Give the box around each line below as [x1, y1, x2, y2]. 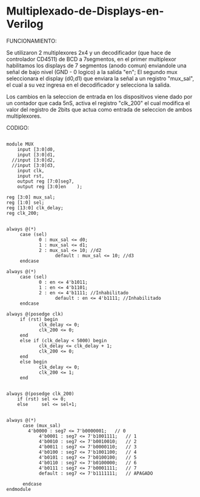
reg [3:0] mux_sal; [6, 194, 56, 200]
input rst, [17, 173, 45, 179]
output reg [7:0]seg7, [17, 178, 75, 184]
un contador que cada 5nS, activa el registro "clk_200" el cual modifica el [6, 99, 190, 107]
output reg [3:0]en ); [17, 183, 83, 189]
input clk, [17, 167, 45, 174]
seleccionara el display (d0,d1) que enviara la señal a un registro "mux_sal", [6, 75, 195, 82]
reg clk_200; [6, 210, 39, 216]
